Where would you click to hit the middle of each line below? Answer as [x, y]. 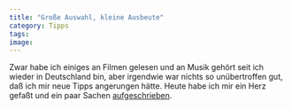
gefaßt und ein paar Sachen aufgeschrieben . [91, 96]
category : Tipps [39, 26]
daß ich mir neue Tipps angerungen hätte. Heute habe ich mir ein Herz [138, 86]
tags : [19, 34]
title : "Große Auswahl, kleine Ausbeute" [87, 17]
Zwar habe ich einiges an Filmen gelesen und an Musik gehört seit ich [136, 67]
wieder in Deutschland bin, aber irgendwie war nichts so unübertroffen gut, [146, 77]
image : [21, 42]
